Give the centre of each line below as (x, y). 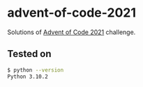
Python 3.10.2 (28, 77)
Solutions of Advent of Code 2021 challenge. (71, 32)
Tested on (29, 54)
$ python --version (36, 70)
